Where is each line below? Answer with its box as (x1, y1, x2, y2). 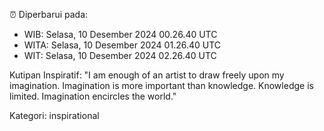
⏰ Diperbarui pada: (9, 9, 89, 20)
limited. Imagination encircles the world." (9, 90, 177, 102)
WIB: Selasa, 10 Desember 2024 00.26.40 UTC (23, 29, 218, 40)
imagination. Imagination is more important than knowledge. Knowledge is (9, 80, 314, 91)
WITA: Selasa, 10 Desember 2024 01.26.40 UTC (23, 39, 222, 51)
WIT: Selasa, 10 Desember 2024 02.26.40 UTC (23, 50, 217, 61)
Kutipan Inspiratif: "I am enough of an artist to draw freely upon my (9, 69, 285, 81)
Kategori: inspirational (9, 110, 100, 121)
